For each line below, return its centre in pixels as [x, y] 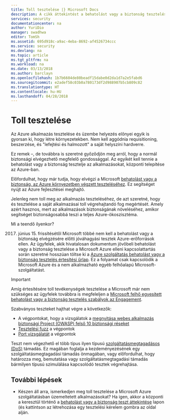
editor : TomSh [25, 37]
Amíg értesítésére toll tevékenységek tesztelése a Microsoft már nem [80, 289]
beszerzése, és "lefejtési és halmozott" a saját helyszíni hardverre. [78, 145]
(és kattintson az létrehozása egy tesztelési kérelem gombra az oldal [87, 407]
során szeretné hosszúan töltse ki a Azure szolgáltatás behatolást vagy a [91, 254]
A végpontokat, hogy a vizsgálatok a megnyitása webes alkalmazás [86, 319]
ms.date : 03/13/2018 [32, 69]
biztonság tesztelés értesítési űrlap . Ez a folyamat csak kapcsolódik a [88, 260]
